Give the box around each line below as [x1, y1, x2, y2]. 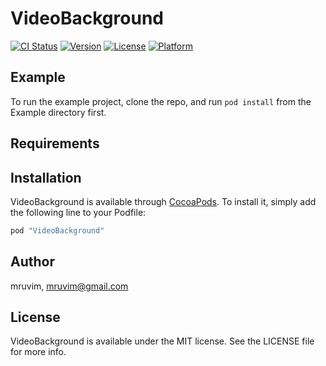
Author [10, 253, 55, 271]
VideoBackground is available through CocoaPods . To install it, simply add [10, 195, 317, 207]
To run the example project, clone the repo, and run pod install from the [10, 95, 312, 107]
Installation [10, 169, 82, 186]
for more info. [10, 346, 67, 358]
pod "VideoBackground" [10, 225, 105, 236]
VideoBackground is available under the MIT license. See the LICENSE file [10, 335, 315, 347]
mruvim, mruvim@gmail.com [10, 280, 129, 292]
